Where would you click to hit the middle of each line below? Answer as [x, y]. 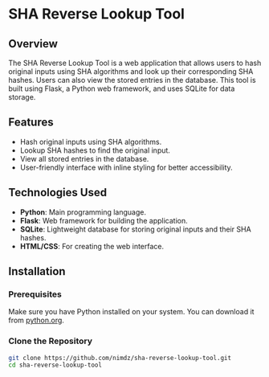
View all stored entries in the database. [84, 158]
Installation [37, 271]
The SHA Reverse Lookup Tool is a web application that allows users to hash [135, 63]
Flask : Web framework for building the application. [104, 220]
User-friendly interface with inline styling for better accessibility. [126, 167]
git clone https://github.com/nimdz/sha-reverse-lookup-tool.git [120, 358]
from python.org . [36, 320]
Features [31, 123]
